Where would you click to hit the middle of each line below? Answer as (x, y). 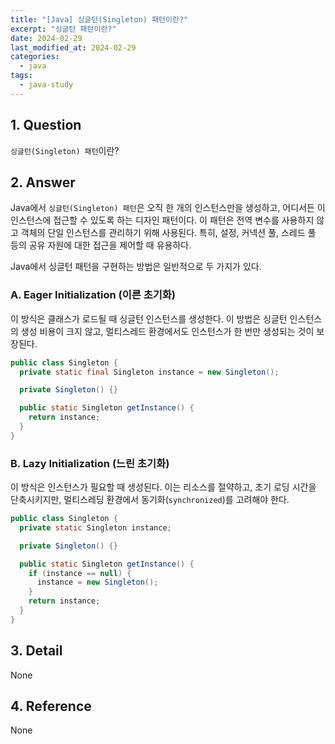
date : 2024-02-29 (46, 38)
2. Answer (43, 182)
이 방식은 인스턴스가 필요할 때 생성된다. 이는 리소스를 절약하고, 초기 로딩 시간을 (163, 487)
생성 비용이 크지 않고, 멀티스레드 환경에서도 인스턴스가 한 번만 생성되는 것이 (167, 331)
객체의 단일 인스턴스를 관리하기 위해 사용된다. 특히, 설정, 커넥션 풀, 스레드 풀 (168, 233)
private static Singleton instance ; (95, 527)
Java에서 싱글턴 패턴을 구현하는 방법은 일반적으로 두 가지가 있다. (136, 267)
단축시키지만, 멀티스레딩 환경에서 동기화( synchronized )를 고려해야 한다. (150, 500)
